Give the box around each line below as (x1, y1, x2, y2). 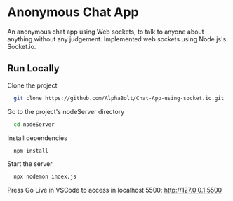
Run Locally (7, 62, 60, 74)
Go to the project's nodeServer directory (7, 107, 125, 116)
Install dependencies (7, 134, 68, 142)
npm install (13, 147, 49, 154)
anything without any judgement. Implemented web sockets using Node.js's (7, 34, 227, 43)
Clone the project (7, 81, 58, 90)
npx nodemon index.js (13, 173, 77, 181)
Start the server (7, 160, 53, 168)
